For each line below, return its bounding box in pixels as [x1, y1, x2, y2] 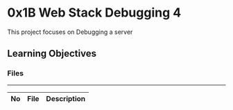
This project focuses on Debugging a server [7, 28, 133, 36]
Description [46, 93, 86, 103]
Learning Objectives [7, 48, 97, 59]
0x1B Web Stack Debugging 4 [7, 5, 182, 21]
